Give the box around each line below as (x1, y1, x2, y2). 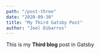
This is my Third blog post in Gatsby (6, 41, 94, 48)
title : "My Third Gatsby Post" (6, 19, 83, 25)
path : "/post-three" (6, 8, 57, 15)
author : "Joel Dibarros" (6, 25, 67, 31)
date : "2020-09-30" (6, 14, 54, 20)
